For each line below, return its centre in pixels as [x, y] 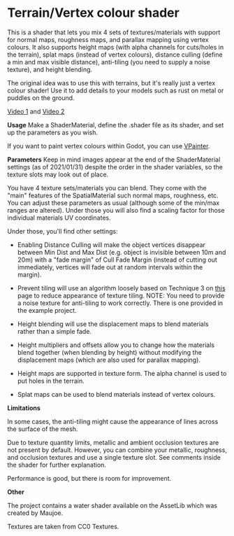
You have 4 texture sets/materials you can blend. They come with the [107, 188]
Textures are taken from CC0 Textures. [63, 526]
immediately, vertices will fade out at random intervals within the [110, 267]
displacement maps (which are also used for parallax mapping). [109, 360]
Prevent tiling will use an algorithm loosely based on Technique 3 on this [121, 288]
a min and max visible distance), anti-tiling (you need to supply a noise [109, 62]
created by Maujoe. [35, 513]
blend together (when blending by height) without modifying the [110, 352]
